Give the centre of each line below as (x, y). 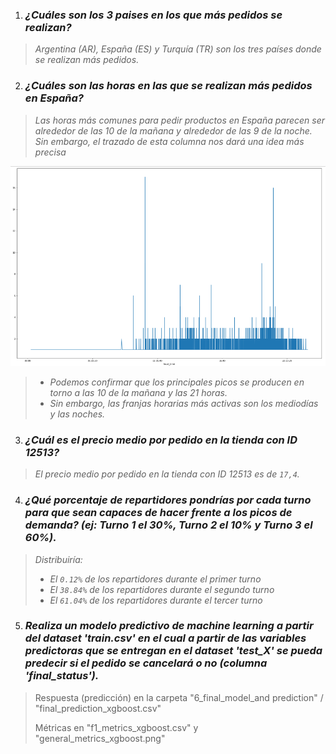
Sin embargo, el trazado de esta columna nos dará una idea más (169, 141)
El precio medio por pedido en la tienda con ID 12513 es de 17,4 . (167, 474)
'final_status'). (62, 676)
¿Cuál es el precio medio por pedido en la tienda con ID (161, 440)
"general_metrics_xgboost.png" (100, 738)
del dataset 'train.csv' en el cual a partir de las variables (165, 638)
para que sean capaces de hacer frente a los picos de (158, 513)
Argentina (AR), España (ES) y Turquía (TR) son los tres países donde (178, 49)
